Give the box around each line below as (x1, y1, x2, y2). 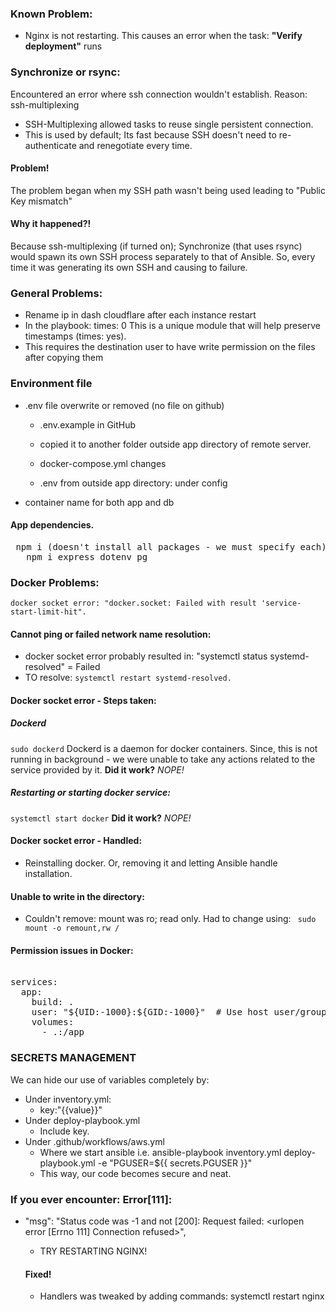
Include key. (39, 1125, 90, 1137)
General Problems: (10, 286, 103, 300)
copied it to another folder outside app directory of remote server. (39, 438, 312, 450)
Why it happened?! (10, 218, 92, 230)
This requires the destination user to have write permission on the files (24, 341, 316, 353)
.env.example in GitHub (39, 418, 137, 431)
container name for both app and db (24, 496, 175, 508)
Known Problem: (10, 7, 93, 21)
